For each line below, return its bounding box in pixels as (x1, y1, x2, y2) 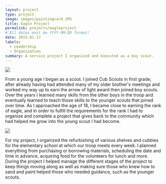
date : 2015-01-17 (5, 35, 41, 40)
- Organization (9, 49, 41, 54)
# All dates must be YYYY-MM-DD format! (5, 30, 90, 35)
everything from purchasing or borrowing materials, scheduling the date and (5, 148, 161, 154)
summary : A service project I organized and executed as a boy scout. (5, 53, 154, 59)
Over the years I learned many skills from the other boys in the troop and (5, 92, 154, 98)
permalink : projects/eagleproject (5, 26, 77, 31)
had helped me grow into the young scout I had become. (5, 119, 121, 124)
